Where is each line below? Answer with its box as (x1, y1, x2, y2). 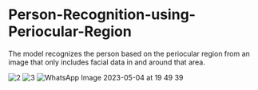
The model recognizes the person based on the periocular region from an (8, 49, 250, 58)
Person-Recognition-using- (8, 6, 196, 24)
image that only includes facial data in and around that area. (8, 57, 205, 67)
